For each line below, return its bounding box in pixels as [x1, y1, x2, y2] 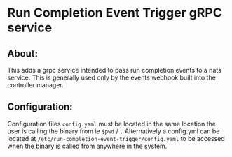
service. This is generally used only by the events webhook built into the [7, 73, 216, 82]
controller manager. [7, 81, 64, 89]
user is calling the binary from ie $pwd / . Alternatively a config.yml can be [7, 127, 220, 135]
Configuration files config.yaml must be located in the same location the [7, 119, 216, 128]
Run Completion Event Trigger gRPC [7, 5, 222, 21]
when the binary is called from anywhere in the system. [7, 142, 168, 150]
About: [7, 47, 39, 59]
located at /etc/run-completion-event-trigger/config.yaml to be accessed [7, 134, 226, 142]
